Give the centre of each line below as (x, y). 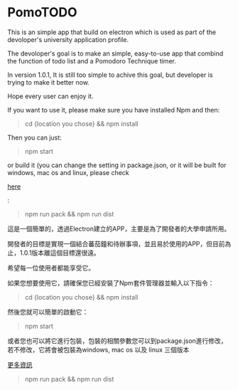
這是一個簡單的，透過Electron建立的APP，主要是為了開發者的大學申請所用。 (119, 228)
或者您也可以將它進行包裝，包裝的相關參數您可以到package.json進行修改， (117, 341)
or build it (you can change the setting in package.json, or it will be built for (117, 165)
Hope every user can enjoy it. (50, 96)
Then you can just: (34, 137)
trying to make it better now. (49, 82)
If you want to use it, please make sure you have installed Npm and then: (114, 110)
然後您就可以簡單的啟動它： (48, 312)
